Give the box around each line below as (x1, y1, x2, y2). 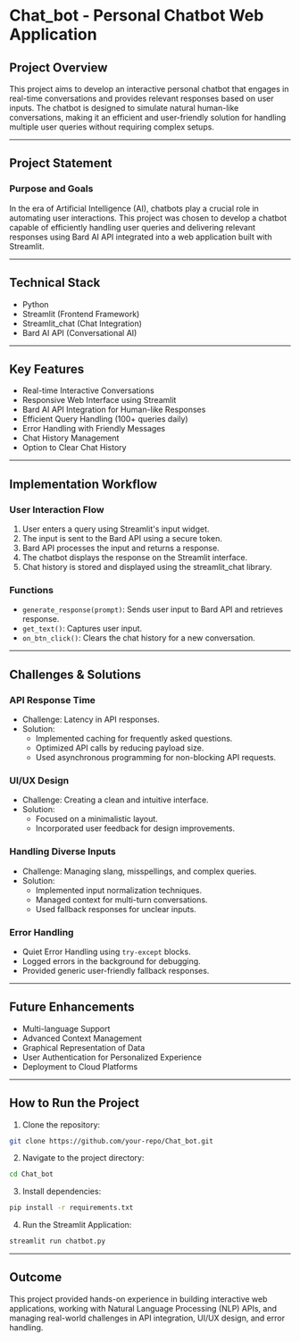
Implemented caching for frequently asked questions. (35, 733, 233, 743)
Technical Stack (9, 275, 101, 290)
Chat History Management (21, 432, 120, 443)
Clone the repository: (21, 1119, 101, 1130)
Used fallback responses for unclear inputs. (35, 903, 196, 914)
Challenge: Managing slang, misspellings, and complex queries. (21, 866, 257, 876)
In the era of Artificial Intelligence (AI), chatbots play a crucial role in (9, 203, 259, 214)
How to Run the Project (9, 1095, 140, 1111)
